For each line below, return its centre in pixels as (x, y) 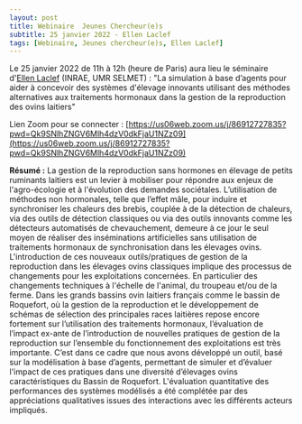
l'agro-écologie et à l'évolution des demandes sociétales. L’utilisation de (143, 189)
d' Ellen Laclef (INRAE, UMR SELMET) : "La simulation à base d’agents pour (148, 78)
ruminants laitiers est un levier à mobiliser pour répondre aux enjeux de (142, 180)
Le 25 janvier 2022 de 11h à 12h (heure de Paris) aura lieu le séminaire (139, 69)
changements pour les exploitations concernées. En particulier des (134, 276)
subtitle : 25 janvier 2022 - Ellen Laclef (90, 34)
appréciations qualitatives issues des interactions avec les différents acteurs (151, 401)
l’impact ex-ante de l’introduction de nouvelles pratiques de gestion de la (145, 334)
